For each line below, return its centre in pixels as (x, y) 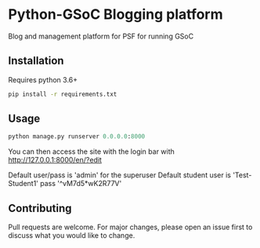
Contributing (40, 208)
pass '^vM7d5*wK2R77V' (81, 184)
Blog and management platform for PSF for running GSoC (101, 36)
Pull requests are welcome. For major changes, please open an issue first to (130, 227)
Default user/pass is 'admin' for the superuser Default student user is (119, 175)
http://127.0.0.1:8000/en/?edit (55, 160)
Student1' (23, 184)
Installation (36, 61)
